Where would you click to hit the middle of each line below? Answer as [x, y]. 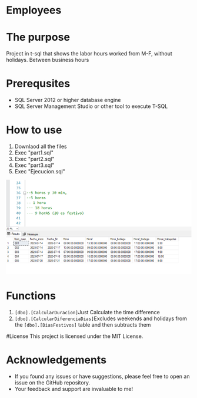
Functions [31, 296]
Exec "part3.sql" [34, 165]
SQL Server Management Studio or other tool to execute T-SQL [91, 106]
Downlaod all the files [41, 146]
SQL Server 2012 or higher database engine [68, 100]
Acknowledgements [56, 360]
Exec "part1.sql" [34, 153]
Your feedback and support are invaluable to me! [74, 389]
